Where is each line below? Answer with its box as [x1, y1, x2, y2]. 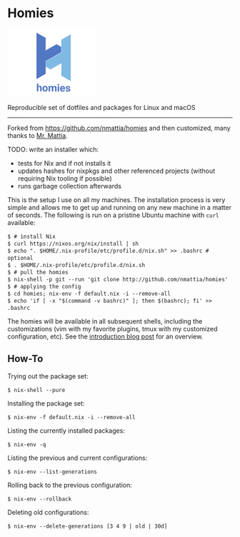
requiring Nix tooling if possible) [17, 174, 112, 183]
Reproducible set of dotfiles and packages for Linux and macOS [7, 103, 196, 111]
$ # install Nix [7, 233, 56, 240]
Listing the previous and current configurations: [7, 453, 148, 462]
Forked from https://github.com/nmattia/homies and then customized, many [7, 124, 231, 132]
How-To [7, 353, 44, 365]
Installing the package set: [7, 398, 85, 408]
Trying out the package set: [7, 371, 89, 380]
